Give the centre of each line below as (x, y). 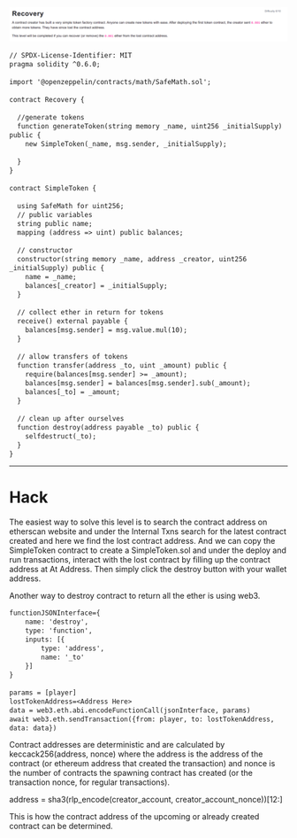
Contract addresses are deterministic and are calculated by (117, 744)
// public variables (55, 215)
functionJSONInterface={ (55, 613)
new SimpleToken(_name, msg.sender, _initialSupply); (126, 144)
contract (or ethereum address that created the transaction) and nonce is (142, 763)
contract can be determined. (61, 826)
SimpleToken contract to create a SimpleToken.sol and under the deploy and (148, 550)
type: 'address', (72, 648)
